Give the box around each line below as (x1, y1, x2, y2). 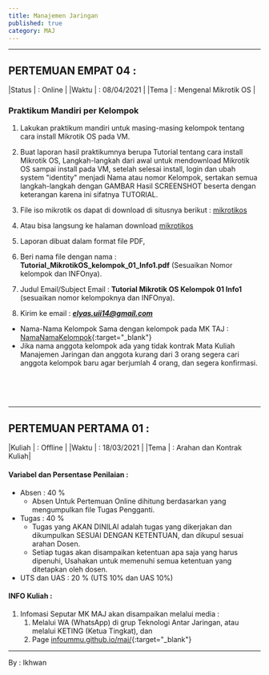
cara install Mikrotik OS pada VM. (19, 131, 130, 141)
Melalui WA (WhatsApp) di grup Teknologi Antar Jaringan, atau (31, 617, 239, 627)
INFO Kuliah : (8, 591, 53, 601)
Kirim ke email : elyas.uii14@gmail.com (19, 309, 154, 318)
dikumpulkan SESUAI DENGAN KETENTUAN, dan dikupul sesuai (31, 530, 244, 540)
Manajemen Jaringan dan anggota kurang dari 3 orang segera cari (19, 350, 240, 359)
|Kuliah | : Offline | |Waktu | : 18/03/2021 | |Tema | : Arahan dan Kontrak (8, 443, 243, 453)
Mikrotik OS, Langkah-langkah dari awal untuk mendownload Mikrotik (19, 156, 250, 165)
